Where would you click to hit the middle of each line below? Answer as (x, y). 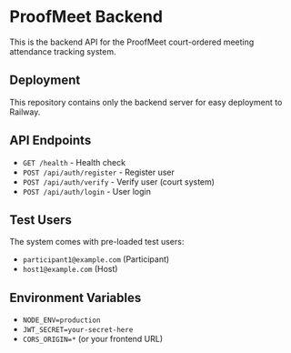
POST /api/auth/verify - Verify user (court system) (119, 182)
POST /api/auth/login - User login (87, 191)
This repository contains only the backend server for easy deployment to (146, 102)
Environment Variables (75, 298)
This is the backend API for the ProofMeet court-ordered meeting (132, 42)
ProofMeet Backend (86, 17)
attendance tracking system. (63, 51)
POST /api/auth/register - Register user (99, 172)
